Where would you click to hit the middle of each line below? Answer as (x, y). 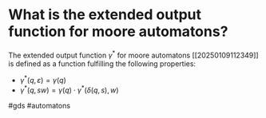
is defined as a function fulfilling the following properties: (102, 63)
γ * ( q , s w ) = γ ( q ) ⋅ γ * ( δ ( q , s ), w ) (69, 89)
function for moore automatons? (118, 31)
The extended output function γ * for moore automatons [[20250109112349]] (133, 54)
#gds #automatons (39, 105)
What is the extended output (105, 15)
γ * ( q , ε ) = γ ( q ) (43, 80)
